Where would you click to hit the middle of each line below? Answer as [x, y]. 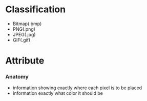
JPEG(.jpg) [24, 34]
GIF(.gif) [22, 40]
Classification [35, 9]
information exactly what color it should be [58, 93]
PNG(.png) [24, 29]
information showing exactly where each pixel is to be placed [77, 88]
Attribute [25, 61]
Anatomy [17, 77]
